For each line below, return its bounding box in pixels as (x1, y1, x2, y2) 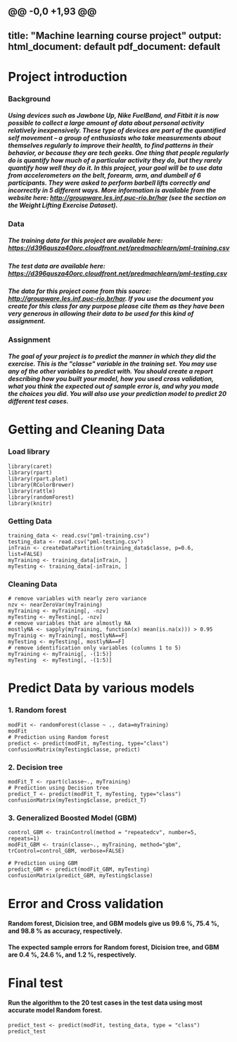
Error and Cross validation (8, 895, 164, 912)
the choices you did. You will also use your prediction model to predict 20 (8, 390, 227, 398)
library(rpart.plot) (8, 475, 69, 482)
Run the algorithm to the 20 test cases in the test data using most (8, 998, 203, 1007)
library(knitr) (8, 500, 53, 507)
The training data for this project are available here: (8, 236, 163, 245)
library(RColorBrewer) (8, 481, 75, 488)
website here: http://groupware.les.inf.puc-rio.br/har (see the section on (8, 194, 226, 202)
